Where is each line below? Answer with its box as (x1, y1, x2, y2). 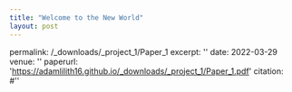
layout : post (9, 22, 59, 31)
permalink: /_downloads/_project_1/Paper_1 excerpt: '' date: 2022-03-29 (9, 46, 278, 57)
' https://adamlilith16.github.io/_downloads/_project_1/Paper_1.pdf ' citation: (9, 65, 284, 77)
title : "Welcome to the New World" (9, 13, 144, 23)
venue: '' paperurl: (9, 56, 79, 67)
